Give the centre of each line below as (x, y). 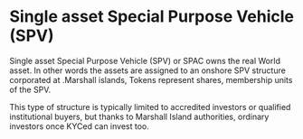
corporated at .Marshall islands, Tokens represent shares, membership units (151, 79)
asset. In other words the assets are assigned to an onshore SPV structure (148, 70)
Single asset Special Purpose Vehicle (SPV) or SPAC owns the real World (145, 60)
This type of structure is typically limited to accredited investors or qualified (150, 107)
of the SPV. (30, 89)
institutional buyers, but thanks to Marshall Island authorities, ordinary (139, 116)
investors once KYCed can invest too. (79, 126)
